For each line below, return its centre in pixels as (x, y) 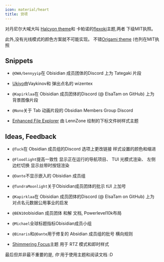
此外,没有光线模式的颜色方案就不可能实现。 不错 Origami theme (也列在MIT (80, 39)
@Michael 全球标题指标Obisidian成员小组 (52, 223)
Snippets (19, 61)
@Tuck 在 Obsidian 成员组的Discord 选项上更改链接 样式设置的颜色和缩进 (84, 149)
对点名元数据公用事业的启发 (40, 203)
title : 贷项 (16, 14)
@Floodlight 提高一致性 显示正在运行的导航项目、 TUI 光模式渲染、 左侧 (84, 159)
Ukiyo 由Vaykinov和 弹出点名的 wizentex (52, 84)
